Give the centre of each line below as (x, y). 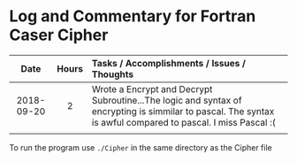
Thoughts (113, 74)
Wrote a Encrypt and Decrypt (152, 89)
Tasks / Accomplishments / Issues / (168, 63)
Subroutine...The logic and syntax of (167, 100)
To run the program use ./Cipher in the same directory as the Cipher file (141, 147)
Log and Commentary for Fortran (133, 16)
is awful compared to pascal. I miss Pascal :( (184, 122)
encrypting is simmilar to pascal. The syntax (183, 111)
